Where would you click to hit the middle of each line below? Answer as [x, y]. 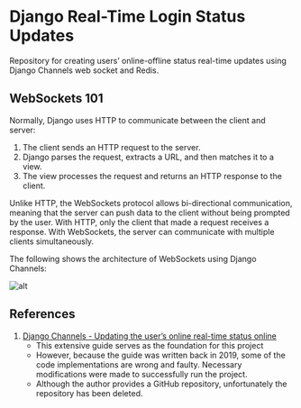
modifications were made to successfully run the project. [141, 374]
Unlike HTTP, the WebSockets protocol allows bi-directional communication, [151, 203]
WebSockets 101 [56, 99]
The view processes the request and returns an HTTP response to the [152, 176]
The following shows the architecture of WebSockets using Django [133, 258]
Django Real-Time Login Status [128, 17]
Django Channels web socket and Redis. [84, 70]
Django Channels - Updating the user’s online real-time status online [150, 336]
